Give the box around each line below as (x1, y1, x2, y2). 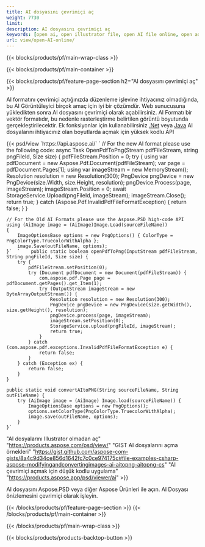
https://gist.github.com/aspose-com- (35, 448, 129, 455)
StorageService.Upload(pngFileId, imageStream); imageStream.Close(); (6, 192, 186, 199)
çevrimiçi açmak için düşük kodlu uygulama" (6, 467, 118, 475)
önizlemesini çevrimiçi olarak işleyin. (6, 492, 98, 499)
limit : (6, 20, 23, 26)
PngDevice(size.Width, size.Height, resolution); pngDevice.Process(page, (6, 179, 192, 186)
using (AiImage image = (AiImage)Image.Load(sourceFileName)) (6, 222, 168, 228)
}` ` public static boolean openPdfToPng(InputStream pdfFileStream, (6, 249, 198, 255)
